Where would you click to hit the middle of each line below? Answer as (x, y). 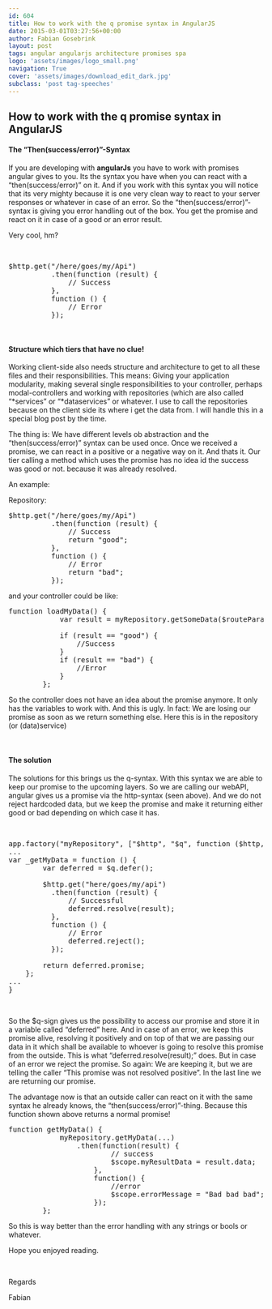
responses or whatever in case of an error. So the (91, 203)
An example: (29, 485)
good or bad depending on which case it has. (84, 812)
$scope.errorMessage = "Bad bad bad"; (187, 1194)
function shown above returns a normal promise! (89, 1114)
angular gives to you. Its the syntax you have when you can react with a (128, 177)
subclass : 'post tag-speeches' (61, 83)
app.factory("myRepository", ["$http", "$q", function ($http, (136, 843)
